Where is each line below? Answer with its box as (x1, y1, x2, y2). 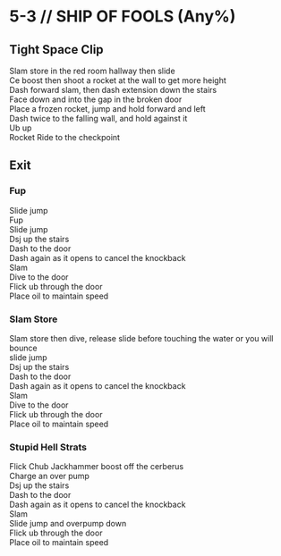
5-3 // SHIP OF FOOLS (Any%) (9, 6, 236, 27)
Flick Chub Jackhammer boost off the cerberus (9, 461, 184, 472)
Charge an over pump (9, 471, 89, 482)
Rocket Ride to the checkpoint (9, 132, 121, 142)
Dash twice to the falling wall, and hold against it (9, 114, 188, 123)
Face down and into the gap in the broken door (9, 94, 183, 105)
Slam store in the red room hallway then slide (9, 65, 176, 76)
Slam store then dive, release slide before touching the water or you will (9, 333, 274, 343)
